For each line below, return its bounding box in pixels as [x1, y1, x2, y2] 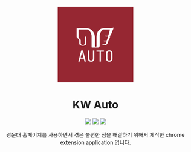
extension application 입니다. [60, 139, 131, 146]
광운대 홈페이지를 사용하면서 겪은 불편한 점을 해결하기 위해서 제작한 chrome [6, 131, 185, 138]
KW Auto [72, 98, 119, 112]
